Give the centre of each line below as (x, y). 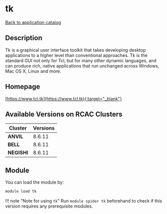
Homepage (23, 87)
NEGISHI (18, 153)
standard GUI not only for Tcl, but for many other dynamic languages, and (81, 61)
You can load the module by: (34, 182)
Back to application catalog (33, 22)
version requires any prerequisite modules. (49, 206)
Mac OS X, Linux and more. (33, 71)
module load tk (21, 192)
